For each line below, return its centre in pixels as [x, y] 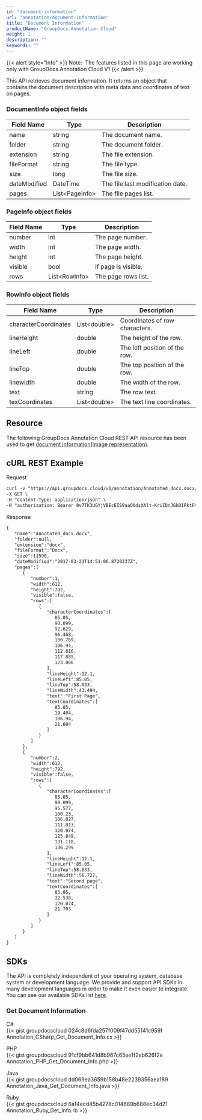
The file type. [121, 165]
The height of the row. [151, 338]
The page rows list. [122, 277]
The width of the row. [150, 382]
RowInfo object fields [38, 295]
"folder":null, [33, 539]
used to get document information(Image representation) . [78, 444]
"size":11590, [32, 556]
